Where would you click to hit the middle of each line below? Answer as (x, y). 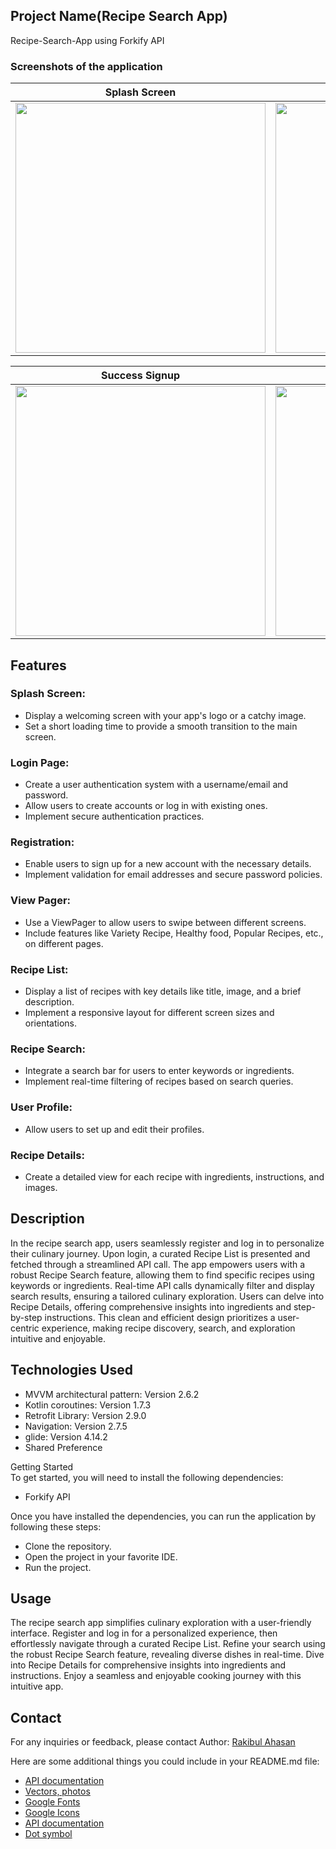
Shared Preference (63, 1447)
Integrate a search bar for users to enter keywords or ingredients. (159, 1071)
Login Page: (40, 762)
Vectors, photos (57, 1791)
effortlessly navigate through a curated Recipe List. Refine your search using (168, 1644)
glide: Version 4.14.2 (66, 1436)
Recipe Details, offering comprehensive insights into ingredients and (151, 1306)
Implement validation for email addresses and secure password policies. (173, 875)
